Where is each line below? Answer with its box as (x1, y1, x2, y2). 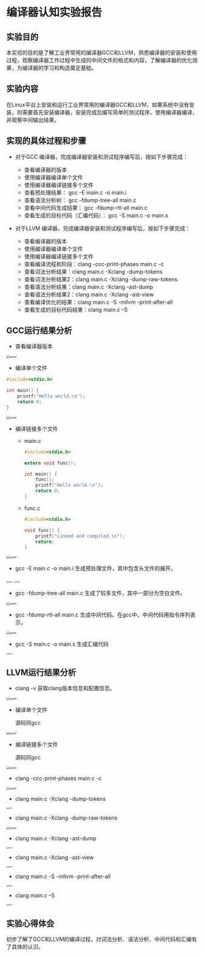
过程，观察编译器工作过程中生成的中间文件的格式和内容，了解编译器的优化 (6, 57, 192, 64)
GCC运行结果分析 (6, 326, 72, 336)
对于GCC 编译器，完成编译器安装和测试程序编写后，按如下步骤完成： (15, 153, 188, 160)
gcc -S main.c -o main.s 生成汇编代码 (15, 640, 109, 648)
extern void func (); (24, 460, 76, 466)
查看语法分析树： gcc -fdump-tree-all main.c (24, 196, 137, 204)
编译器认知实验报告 (6, 5, 103, 19)
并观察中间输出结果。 (6, 116, 59, 124)
